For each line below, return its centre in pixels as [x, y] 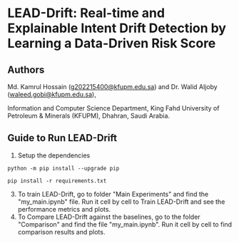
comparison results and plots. [61, 232]
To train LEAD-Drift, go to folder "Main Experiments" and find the [113, 194]
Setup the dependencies [54, 155]
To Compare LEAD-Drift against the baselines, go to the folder [109, 217]
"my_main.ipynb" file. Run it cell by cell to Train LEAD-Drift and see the [121, 202]
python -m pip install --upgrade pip [63, 168]
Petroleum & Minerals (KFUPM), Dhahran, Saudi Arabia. [88, 116]
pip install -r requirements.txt [57, 181]
